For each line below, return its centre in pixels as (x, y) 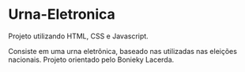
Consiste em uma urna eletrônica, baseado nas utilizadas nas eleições (122, 51)
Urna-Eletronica (62, 14)
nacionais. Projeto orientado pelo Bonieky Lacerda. (91, 59)
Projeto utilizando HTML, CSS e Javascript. (78, 36)
